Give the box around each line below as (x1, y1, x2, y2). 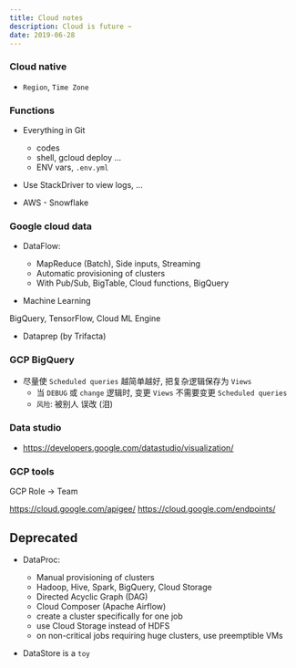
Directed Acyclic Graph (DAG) (36, 590, 148, 602)
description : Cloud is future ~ (9, 22, 132, 31)
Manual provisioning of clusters (36, 571, 155, 582)
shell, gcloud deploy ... (36, 151, 122, 162)
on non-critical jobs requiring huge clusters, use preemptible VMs (36, 630, 284, 641)
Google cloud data (9, 220, 93, 233)
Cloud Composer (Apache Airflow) (36, 600, 167, 611)
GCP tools (9, 464, 55, 477)
